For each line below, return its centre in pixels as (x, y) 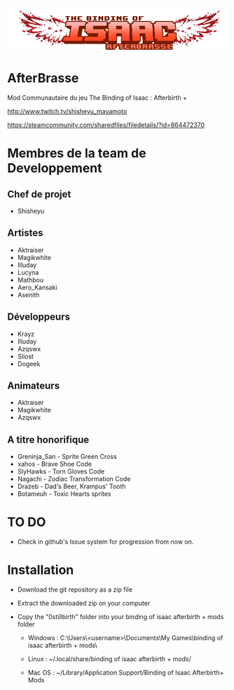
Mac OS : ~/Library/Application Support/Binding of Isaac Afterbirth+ (126, 672)
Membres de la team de (77, 154)
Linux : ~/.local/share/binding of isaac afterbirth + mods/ (109, 659)
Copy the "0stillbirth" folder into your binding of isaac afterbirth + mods (121, 617)
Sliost (25, 356)
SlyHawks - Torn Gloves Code (61, 471)
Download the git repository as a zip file (75, 590)
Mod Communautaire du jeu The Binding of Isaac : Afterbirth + (97, 98)
